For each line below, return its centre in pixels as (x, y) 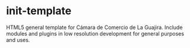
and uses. (18, 40)
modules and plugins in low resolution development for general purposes (95, 33)
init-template (39, 11)
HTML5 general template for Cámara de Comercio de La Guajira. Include (94, 27)
